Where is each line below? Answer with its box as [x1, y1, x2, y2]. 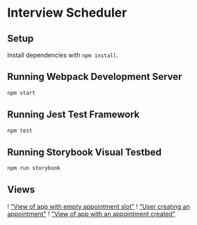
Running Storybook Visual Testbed [7, 146, 162, 158]
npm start [7, 89, 36, 97]
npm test [7, 127, 33, 134]
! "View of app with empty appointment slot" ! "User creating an [7, 202, 190, 210]
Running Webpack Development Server [7, 71, 182, 83]
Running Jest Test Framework [7, 109, 140, 121]
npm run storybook [7, 165, 61, 172]
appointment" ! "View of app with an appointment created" [7, 210, 176, 218]
